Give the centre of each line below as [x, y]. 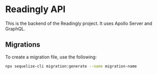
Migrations [23, 45]
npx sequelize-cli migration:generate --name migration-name [71, 66]
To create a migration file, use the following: [51, 57]
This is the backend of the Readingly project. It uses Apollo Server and [79, 23]
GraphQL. [15, 28]
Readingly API [35, 9]
